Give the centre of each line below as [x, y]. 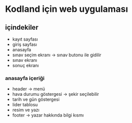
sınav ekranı [24, 60]
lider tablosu [25, 105]
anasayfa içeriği [25, 78]
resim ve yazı [26, 110]
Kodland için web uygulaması [67, 9]
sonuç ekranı [25, 65]
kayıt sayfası [25, 39]
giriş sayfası [24, 44]
